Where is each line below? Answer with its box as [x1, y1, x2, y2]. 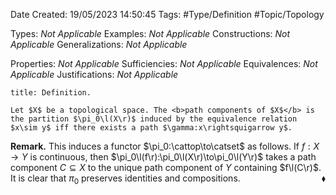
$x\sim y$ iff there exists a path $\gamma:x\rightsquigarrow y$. [10, 123, 293, 133]
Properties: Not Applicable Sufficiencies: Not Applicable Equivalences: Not [10, 58, 318, 69]
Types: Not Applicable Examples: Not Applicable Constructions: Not [10, 28, 291, 39]
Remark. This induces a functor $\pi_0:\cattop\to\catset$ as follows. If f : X [10, 140, 320, 152]
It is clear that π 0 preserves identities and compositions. [10, 172, 241, 186]
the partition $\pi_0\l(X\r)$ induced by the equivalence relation [10, 114, 298, 124]
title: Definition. [10, 88, 92, 98]
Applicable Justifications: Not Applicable [10, 69, 179, 80]
